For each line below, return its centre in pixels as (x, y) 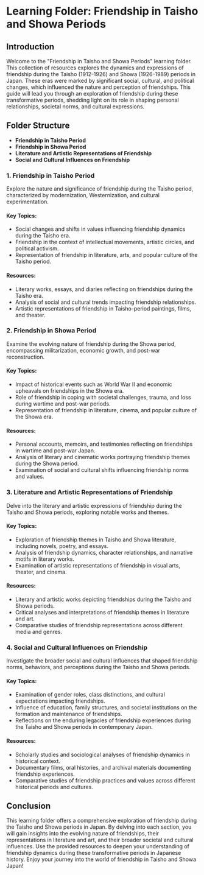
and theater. (30, 315)
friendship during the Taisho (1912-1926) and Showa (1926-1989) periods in (101, 74)
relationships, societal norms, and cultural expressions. (76, 107)
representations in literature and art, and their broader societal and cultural (100, 840)
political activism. (37, 248)
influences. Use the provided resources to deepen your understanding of (98, 846)
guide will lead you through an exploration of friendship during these (92, 93)
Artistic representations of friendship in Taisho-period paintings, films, (103, 308)
